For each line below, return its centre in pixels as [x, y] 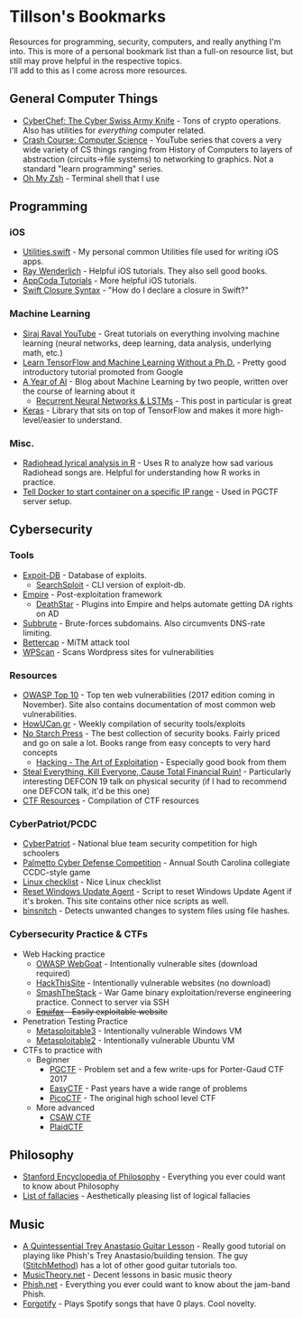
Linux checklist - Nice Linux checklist [92, 882]
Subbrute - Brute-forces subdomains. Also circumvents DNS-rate [144, 623]
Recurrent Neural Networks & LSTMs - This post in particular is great [164, 400]
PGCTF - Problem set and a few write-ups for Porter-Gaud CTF [166, 1069]
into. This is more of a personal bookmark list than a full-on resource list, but [151, 51]
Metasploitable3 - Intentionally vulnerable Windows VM [139, 1031]
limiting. [37, 632]
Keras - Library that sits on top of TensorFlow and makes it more [142, 410]
